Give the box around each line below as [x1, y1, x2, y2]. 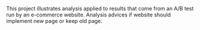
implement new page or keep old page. [6, 18, 103, 24]
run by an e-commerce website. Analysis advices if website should [6, 11, 171, 18]
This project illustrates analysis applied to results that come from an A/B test [6, 5, 194, 12]
